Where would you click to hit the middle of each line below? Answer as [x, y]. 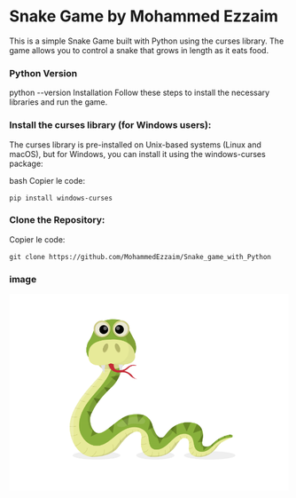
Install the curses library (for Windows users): [110, 125]
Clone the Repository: [57, 220]
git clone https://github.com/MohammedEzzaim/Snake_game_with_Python [140, 257]
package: [26, 163]
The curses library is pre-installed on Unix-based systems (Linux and [135, 145]
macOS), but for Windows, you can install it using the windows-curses [137, 154]
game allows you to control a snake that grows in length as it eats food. [139, 50]
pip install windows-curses [61, 198]
